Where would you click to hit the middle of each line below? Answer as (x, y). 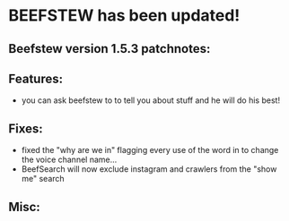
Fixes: (26, 128)
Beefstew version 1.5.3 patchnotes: (109, 49)
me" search (43, 179)
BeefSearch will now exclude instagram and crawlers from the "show (149, 169)
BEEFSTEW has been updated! (124, 16)
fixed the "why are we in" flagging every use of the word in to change (150, 150)
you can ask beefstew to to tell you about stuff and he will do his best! (150, 100)
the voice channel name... (69, 160)
